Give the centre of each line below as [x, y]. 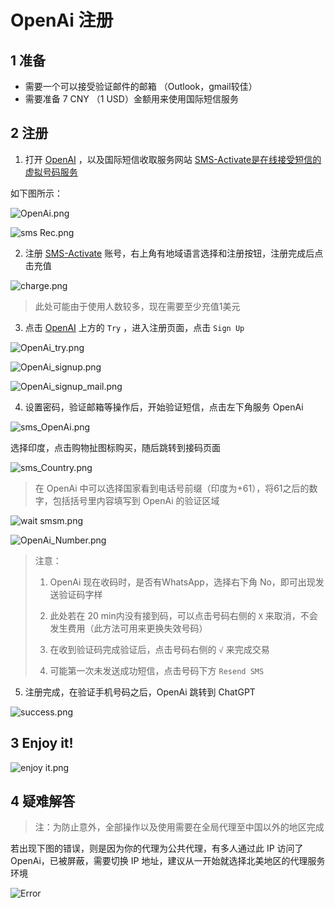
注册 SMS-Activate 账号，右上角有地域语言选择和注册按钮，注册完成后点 [174, 253]
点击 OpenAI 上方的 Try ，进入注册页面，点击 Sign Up [134, 327]
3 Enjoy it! [42, 743]
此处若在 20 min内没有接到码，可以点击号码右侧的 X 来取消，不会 [183, 615]
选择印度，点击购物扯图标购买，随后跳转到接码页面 [115, 447]
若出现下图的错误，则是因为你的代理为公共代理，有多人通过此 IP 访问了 [157, 848]
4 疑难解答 [43, 801]
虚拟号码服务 [51, 172]
